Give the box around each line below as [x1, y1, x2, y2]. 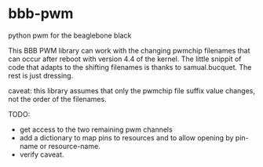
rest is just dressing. [8, 71, 74, 80]
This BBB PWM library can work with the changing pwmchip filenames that [8, 45, 250, 55]
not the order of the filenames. [8, 94, 108, 103]
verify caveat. [19, 150, 64, 159]
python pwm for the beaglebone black [8, 31, 132, 40]
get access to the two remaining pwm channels [19, 125, 173, 134]
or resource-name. [39, 141, 100, 151]
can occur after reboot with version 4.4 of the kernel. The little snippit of [8, 54, 242, 64]
